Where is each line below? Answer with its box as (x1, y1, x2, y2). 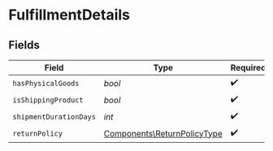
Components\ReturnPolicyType (103, 127, 223, 139)
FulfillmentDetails (8, 6, 131, 24)
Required (230, 63, 266, 73)
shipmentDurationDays (12, 112, 96, 121)
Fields (8, 38, 41, 52)
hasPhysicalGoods (12, 79, 80, 88)
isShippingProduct (12, 95, 84, 105)
